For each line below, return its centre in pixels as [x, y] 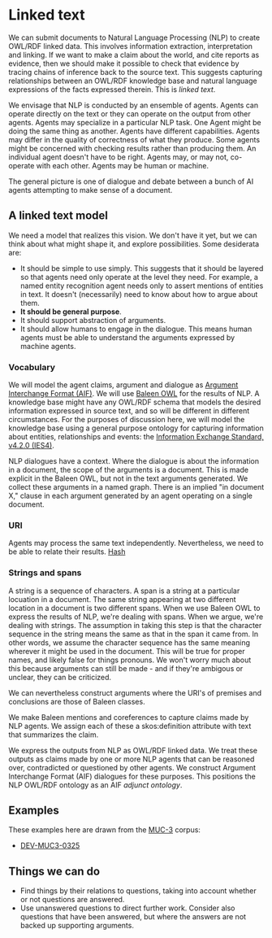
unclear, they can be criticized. [60, 677]
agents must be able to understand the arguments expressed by [127, 337]
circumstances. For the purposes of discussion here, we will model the [127, 420]
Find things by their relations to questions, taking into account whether [138, 891]
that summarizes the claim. [54, 735]
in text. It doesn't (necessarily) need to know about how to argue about [139, 294]
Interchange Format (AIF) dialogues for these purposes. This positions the [132, 776]
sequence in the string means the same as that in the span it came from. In [133, 634]
